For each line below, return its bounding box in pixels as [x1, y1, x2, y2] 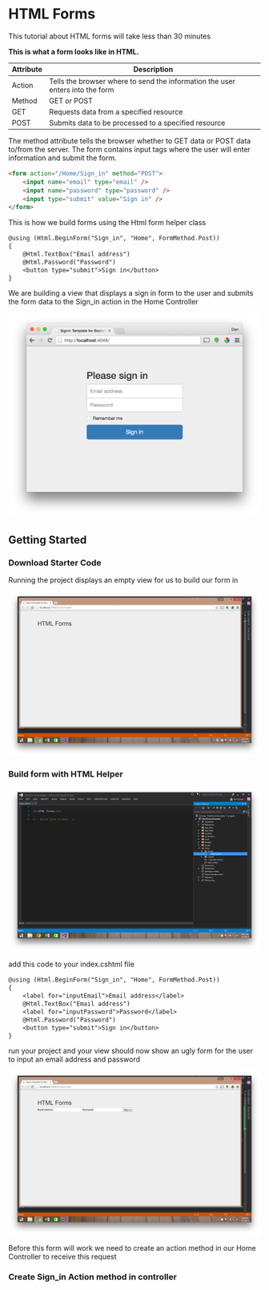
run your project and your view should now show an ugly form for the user [8, 1046, 254, 1056]
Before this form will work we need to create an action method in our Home [8, 1243, 256, 1252]
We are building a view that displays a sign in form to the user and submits [8, 288, 254, 298]
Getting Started [8, 534, 87, 547]
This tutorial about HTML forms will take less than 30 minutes [8, 31, 211, 41]
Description [133, 65, 174, 75]
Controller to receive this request [8, 1252, 118, 1261]
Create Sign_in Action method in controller [8, 1272, 178, 1283]
